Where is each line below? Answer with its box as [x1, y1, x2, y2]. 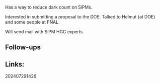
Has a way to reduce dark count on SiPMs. [5, 4, 93, 10]
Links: [5, 60, 25, 69]
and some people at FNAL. [5, 19, 60, 25]
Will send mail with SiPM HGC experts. [5, 29, 84, 34]
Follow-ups [5, 43, 41, 52]
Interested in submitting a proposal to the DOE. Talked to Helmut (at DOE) [5, 14, 156, 19]
